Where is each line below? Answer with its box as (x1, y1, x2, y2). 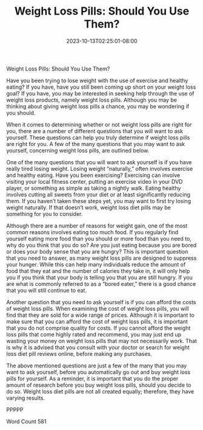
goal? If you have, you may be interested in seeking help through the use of (6, 89, 195, 97)
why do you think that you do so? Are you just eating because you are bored (6, 241, 197, 249)
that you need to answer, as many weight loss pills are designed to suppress (6, 254, 197, 262)
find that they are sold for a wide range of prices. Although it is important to (6, 311, 195, 319)
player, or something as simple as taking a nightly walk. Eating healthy (6, 184, 181, 192)
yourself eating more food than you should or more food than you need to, (6, 235, 192, 242)
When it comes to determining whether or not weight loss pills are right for (6, 120, 192, 128)
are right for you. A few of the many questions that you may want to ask (6, 140, 185, 147)
